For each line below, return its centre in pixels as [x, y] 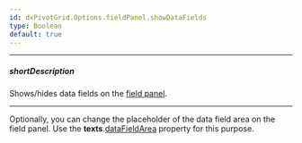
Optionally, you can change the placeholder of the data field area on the [142, 119]
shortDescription [42, 71]
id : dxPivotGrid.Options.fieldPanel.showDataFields [108, 17]
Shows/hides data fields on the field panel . [89, 94]
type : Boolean [36, 26]
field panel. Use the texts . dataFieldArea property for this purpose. [132, 129]
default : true [36, 34]
